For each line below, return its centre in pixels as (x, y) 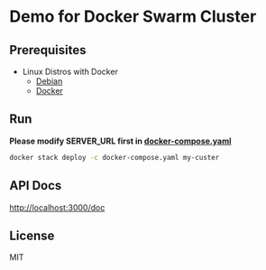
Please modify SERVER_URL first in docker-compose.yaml (120, 141)
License (32, 235)
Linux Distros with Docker (70, 71)
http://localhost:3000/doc (57, 207)
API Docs (36, 186)
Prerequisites (48, 50)
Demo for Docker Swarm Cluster (133, 17)
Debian (49, 81)
